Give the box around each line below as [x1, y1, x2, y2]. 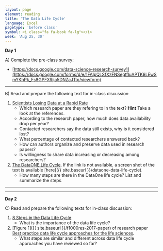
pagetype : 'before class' [5, 25, 57, 30]
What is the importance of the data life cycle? [19, 219, 110, 226]
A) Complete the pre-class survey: [5, 57, 74, 63]
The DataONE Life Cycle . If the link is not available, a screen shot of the [12, 162, 155, 167]
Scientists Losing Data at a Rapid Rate [12, 100, 88, 106]
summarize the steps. [19, 177, 63, 183]
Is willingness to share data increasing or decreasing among [19, 151, 140, 157]
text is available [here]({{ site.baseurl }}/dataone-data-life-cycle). [12, 167, 143, 173]
